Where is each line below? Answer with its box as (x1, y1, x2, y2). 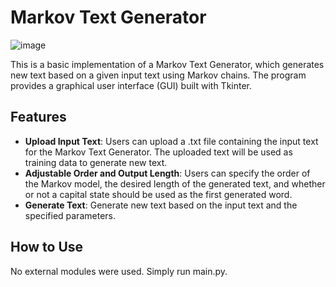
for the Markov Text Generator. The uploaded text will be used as (24, 146, 293, 158)
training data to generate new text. (24, 156, 168, 168)
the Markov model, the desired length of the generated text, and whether (24, 177, 326, 190)
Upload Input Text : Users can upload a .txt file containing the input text (24, 135, 319, 147)
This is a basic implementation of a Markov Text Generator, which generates (10, 58, 325, 70)
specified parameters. (24, 209, 116, 221)
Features (10, 109, 67, 126)
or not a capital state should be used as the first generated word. (24, 188, 293, 200)
